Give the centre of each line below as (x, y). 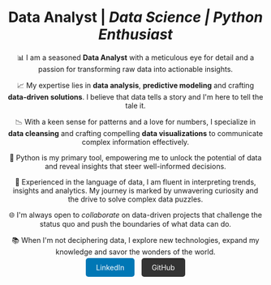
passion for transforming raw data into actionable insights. (135, 69)
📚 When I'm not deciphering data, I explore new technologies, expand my (135, 240)
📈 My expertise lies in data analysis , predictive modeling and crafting (135, 85)
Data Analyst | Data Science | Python (135, 17)
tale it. (135, 105)
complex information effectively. (135, 142)
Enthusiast (135, 34)
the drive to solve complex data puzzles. (135, 199)
